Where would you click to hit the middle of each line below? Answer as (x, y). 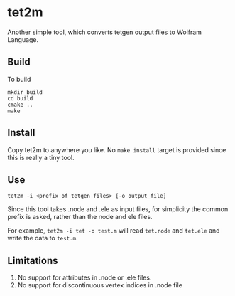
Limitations (33, 260)
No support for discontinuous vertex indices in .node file (100, 285)
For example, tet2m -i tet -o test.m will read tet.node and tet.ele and (114, 231)
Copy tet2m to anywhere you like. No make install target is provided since (117, 149)
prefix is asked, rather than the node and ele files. (80, 217)
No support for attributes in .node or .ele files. (84, 277)
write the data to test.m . (43, 238)
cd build (20, 98)
